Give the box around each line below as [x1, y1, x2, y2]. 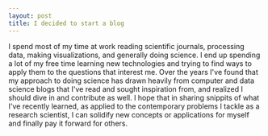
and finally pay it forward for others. [8, 118, 128, 128]
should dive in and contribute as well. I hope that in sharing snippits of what [8, 93, 260, 102]
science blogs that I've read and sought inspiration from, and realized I [8, 84, 244, 93]
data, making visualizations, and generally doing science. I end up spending [8, 50, 261, 60]
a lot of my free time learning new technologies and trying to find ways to [8, 58, 253, 68]
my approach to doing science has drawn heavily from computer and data [8, 76, 255, 85]
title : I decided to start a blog [8, 19, 125, 27]
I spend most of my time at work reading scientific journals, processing [8, 41, 245, 51]
